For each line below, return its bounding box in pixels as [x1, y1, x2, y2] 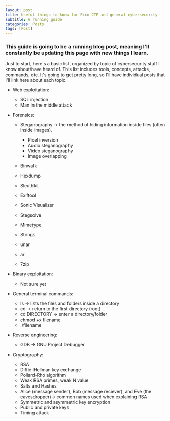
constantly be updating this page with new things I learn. [5, 49, 149, 56]
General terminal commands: [12, 291, 74, 297]
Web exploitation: [12, 87, 49, 93]
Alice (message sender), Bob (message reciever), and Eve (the [20, 389, 152, 395]
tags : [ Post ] [5, 26, 33, 31]
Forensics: [12, 112, 35, 118]
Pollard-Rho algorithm [20, 372, 66, 378]
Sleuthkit [20, 183, 39, 189]
